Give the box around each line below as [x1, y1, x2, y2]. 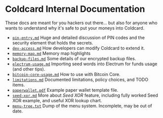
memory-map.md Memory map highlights [12, 50, 91, 56]
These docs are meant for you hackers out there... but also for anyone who [5, 20, 158, 26]
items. [12, 81, 25, 87]
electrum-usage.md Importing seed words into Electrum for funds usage [12, 61, 158, 67]
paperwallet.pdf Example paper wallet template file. [12, 87, 119, 93]
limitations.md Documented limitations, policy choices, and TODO [12, 77, 149, 82]
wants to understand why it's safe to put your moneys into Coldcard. [5, 25, 145, 31]
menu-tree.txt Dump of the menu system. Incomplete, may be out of [12, 103, 152, 109]
